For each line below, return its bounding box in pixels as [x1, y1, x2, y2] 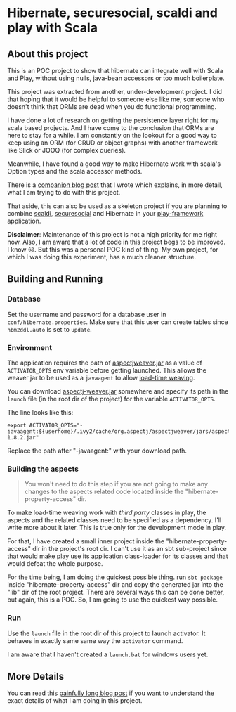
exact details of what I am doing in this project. [7, 697, 143, 705]
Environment [7, 342, 53, 352]
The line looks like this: [7, 408, 74, 416]
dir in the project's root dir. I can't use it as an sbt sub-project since [32, 545, 227, 553]
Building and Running [7, 273, 103, 285]
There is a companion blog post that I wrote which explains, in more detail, [7, 181, 223, 189]
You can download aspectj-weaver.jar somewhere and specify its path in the [7, 387, 229, 395]
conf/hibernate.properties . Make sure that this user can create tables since [7, 318, 228, 326]
